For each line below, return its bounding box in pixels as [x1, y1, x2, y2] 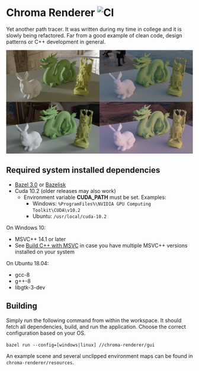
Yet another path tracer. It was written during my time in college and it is [6, 26, 182, 33]
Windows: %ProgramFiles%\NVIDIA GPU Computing [32, 199, 151, 207]
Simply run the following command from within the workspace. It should [6, 316, 182, 324]
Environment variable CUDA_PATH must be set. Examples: [23, 194, 167, 201]
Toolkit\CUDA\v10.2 [32, 207, 81, 213]
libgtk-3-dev [14, 284, 46, 291]
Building [6, 301, 37, 311]
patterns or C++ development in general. [6, 38, 106, 45]
